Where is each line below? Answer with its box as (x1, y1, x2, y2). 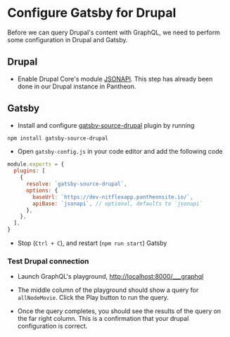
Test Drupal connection (7, 256, 89, 266)
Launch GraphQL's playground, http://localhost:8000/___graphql (17, 272, 204, 281)
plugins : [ (13, 167, 46, 175)
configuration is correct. (17, 322, 88, 331)
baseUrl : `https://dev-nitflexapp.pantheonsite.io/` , (32, 193, 193, 201)
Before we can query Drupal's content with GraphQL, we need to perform (7, 28, 220, 37)
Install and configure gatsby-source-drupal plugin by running (17, 121, 195, 129)
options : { (25, 187, 58, 194)
